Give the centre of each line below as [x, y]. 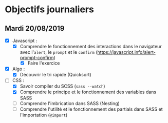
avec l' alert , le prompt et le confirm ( [59, 52]
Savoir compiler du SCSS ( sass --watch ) [63, 86]
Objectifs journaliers [50, 9]
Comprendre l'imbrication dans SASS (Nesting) [70, 103]
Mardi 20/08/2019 [35, 28]
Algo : [18, 69]
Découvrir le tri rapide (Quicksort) [56, 75]
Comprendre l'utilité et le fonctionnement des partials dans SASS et [91, 109]
